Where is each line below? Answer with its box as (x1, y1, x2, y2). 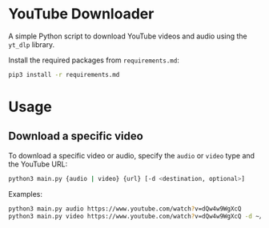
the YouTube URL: (8, 159, 68, 169)
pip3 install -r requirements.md (8, 70, 120, 78)
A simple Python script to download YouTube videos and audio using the (8, 31, 247, 41)
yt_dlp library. (8, 39, 55, 49)
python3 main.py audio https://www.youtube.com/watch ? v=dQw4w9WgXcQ (8, 205, 242, 213)
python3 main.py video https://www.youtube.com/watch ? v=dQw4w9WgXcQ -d (8, 212, 252, 220)
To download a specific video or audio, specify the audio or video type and (8, 150, 255, 160)
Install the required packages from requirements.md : (8, 55, 180, 65)
